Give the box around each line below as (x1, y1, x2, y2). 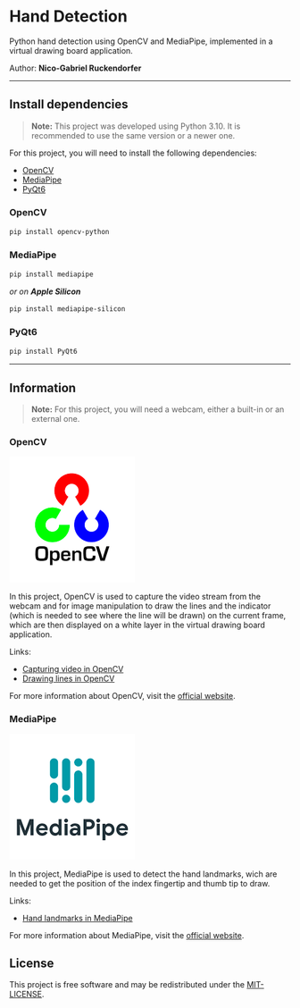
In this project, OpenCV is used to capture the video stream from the (9, 592, 262, 602)
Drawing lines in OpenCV (21, 673, 115, 685)
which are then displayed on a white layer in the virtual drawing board (9, 619, 266, 631)
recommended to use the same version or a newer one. (30, 130, 236, 140)
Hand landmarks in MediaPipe (21, 912, 133, 923)
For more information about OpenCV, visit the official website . (9, 691, 237, 701)
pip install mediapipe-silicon (9, 305, 126, 314)
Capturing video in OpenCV (21, 664, 124, 675)
